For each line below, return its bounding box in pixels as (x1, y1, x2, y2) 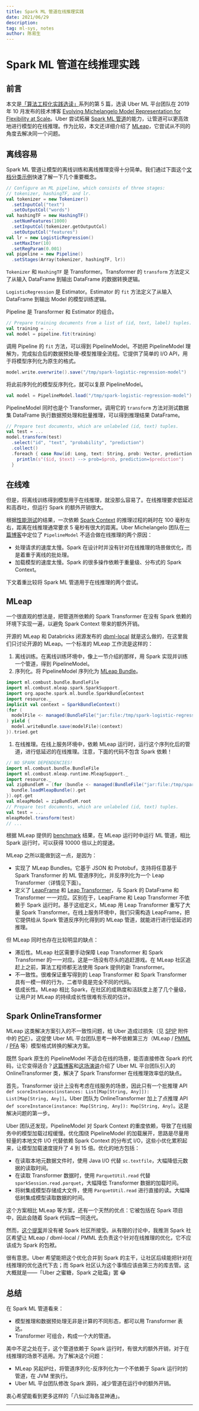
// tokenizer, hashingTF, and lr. (6, 190, 92, 196)
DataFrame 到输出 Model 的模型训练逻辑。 (6, 296, 110, 303)
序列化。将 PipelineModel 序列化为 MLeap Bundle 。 (14, 668, 142, 675)
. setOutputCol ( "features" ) (11, 229, 78, 235)
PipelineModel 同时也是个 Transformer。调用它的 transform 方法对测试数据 (6, 404, 190, 411)
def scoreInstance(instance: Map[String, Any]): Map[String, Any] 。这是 (6, 1102, 190, 1109)
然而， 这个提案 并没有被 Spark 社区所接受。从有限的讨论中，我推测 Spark (6, 1227, 185, 1234)
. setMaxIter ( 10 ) (11, 240, 52, 246)
